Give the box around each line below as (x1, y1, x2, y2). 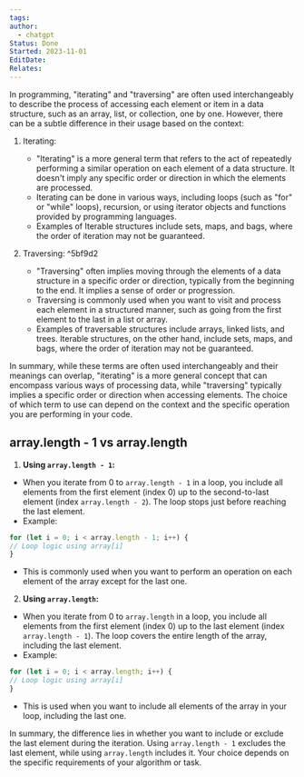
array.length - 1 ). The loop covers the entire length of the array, (22, 631, 268, 642)
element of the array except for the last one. (22, 576, 188, 587)
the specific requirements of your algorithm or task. (9, 756, 202, 768)
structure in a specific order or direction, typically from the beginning (35, 274, 295, 286)
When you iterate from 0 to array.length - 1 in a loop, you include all (22, 476, 283, 487)
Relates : (9, 65, 43, 74)
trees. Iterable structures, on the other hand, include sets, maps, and (35, 333, 293, 344)
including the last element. (22, 640, 123, 651)
